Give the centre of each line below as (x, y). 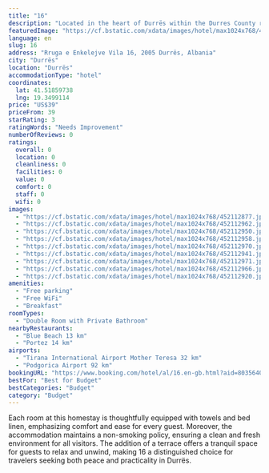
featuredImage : (34, 30)
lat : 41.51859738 (44, 90)
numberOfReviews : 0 (41, 134)
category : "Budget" (41, 395)
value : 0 (30, 180)
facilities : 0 (39, 172)
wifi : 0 (28, 202)
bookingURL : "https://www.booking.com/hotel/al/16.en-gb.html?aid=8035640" (137, 373)
